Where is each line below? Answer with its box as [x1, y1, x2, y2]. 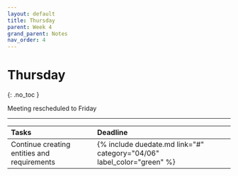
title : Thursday [7, 17, 55, 24]
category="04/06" [96, 148, 159, 158]
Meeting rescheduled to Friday [7, 104, 97, 113]
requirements [11, 157, 55, 167]
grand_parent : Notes [7, 30, 69, 37]
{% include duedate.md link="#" [96, 139, 204, 149]
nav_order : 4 [7, 37, 46, 44]
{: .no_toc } [7, 90, 40, 99]
